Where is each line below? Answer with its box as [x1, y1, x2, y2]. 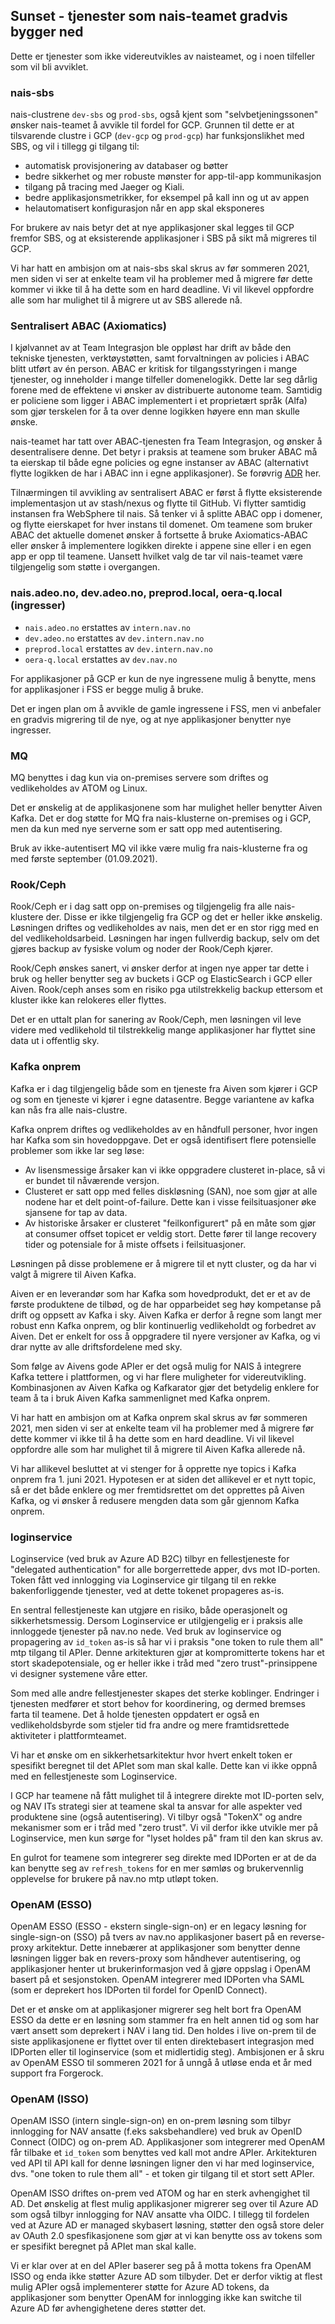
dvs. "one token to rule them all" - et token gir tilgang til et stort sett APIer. [10, 2168, 315, 2180]
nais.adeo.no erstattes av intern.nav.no [24, 621, 192, 633]
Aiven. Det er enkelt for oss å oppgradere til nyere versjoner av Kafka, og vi [10, 1330, 321, 1342]
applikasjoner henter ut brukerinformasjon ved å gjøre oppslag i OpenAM [10, 1963, 311, 1975]
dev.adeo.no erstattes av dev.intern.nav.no [24, 632, 205, 644]
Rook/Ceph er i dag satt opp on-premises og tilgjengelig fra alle [10, 900, 273, 913]
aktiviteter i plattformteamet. [10, 1729, 127, 1741]
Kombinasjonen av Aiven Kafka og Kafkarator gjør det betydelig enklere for [10, 1381, 320, 1393]
